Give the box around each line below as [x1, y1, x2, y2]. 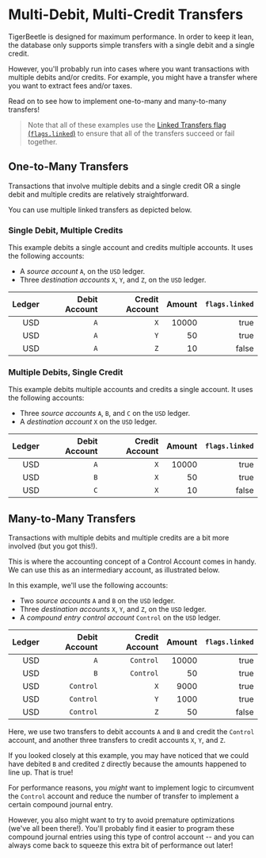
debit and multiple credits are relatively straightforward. [8, 189, 189, 199]
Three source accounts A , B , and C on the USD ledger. [19, 409, 191, 418]
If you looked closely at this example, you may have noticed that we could [8, 751, 249, 760]
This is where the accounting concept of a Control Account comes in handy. [8, 557, 256, 567]
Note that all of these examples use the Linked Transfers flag [27, 120, 227, 129]
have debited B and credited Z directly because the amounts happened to [8, 760, 247, 769]
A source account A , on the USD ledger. [19, 267, 146, 276]
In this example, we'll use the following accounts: [8, 581, 169, 591]
